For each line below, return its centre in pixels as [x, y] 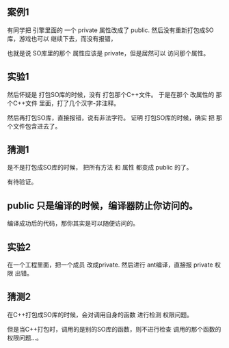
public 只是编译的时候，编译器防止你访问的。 [103, 205]
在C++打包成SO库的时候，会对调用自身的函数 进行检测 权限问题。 [100, 314]
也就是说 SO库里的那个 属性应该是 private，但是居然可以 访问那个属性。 [108, 53]
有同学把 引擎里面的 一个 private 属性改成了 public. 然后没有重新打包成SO [110, 30]
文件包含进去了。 [37, 126]
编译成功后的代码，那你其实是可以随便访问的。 [73, 224]
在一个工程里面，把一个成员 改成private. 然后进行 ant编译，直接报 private [110, 265]
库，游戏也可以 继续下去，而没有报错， [62, 38]
